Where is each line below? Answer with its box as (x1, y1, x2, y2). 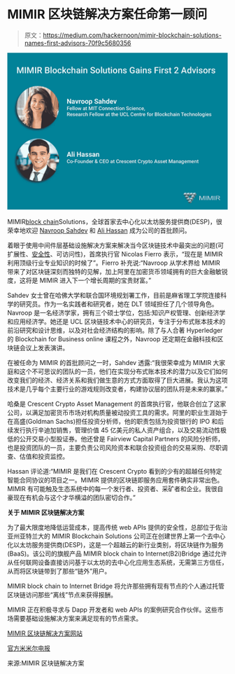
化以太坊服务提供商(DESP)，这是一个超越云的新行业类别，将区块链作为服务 (7, 541, 224, 549)
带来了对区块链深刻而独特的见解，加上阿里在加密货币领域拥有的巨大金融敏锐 (7, 268, 228, 276)
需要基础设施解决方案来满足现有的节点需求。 (13, 614, 142, 623)
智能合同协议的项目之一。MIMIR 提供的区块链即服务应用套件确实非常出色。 (7, 476, 224, 484)
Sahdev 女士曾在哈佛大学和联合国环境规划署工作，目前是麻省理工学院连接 (7, 291, 221, 300)
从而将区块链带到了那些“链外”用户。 (7, 567, 111, 575)
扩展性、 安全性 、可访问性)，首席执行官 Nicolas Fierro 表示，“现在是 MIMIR (7, 250, 223, 259)
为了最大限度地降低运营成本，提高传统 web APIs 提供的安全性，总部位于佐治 (7, 523, 228, 532)
